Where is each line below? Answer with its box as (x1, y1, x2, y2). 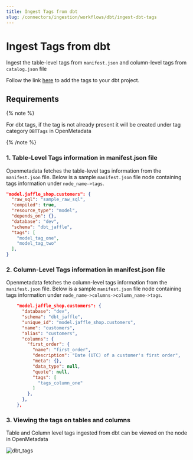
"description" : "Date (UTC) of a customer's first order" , (32, 352, 181, 358)
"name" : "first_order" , (32, 347, 91, 353)
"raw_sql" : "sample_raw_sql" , (11, 196, 86, 203)
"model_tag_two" (17, 241, 57, 247)
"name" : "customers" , (21, 325, 76, 331)
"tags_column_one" (37, 380, 83, 386)
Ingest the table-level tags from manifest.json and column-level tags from (6, 59, 187, 66)
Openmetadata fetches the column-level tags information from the (6, 279, 168, 286)
